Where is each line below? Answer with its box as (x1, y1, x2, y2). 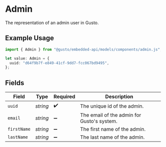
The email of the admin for (80, 112, 142, 118)
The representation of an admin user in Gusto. (5, 20, 99, 26)
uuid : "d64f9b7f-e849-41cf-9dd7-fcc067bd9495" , (9, 60, 110, 65)
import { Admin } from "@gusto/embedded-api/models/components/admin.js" (5, 47, 161, 52)
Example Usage (5, 34, 54, 42)
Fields (5, 79, 25, 87)
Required (53, 93, 76, 100)
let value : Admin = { (5, 56, 50, 61)
